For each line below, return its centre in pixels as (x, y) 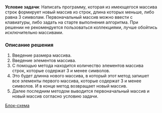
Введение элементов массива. (44, 61)
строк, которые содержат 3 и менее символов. (61, 71)
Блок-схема (17, 106)
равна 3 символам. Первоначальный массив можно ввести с (69, 17)
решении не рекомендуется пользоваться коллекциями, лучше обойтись (81, 27)
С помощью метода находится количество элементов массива (78, 66)
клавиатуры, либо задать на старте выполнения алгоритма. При (72, 22)
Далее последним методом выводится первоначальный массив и (81, 91)
